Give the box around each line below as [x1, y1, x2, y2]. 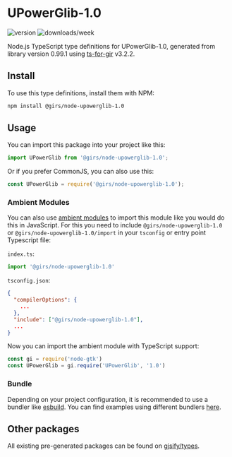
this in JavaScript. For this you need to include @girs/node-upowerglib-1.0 [7, 221, 223, 230]
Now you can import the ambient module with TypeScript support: [7, 342, 200, 350]
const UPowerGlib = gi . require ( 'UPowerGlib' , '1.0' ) [7, 362, 166, 369]
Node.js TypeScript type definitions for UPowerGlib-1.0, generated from [7, 42, 216, 50]
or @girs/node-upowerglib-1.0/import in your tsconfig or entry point [7, 228, 207, 237]
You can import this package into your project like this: [7, 141, 166, 149]
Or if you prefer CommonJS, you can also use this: [7, 167, 154, 176]
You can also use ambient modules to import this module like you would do [7, 213, 225, 222]
